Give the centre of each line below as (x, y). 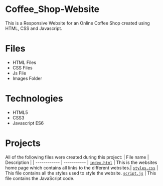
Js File (19, 73)
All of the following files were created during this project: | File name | (77, 157)
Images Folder (27, 78)
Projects (23, 143)
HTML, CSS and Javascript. (34, 28)
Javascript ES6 (28, 123)
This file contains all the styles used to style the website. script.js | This (81, 173)
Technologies (34, 99)
